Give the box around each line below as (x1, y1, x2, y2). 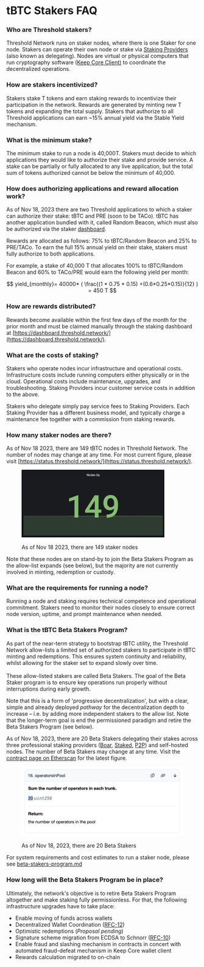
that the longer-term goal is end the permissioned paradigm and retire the (6, 716, 192, 724)
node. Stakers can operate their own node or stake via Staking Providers (6, 46, 188, 53)
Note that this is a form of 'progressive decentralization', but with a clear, (6, 697, 189, 704)
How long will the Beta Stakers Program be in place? (6, 875, 163, 884)
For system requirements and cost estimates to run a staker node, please (6, 854, 190, 861)
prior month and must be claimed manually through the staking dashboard (6, 322, 193, 330)
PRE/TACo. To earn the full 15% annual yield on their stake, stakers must (6, 244, 188, 251)
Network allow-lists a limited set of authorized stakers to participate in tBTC (6, 646, 196, 653)
